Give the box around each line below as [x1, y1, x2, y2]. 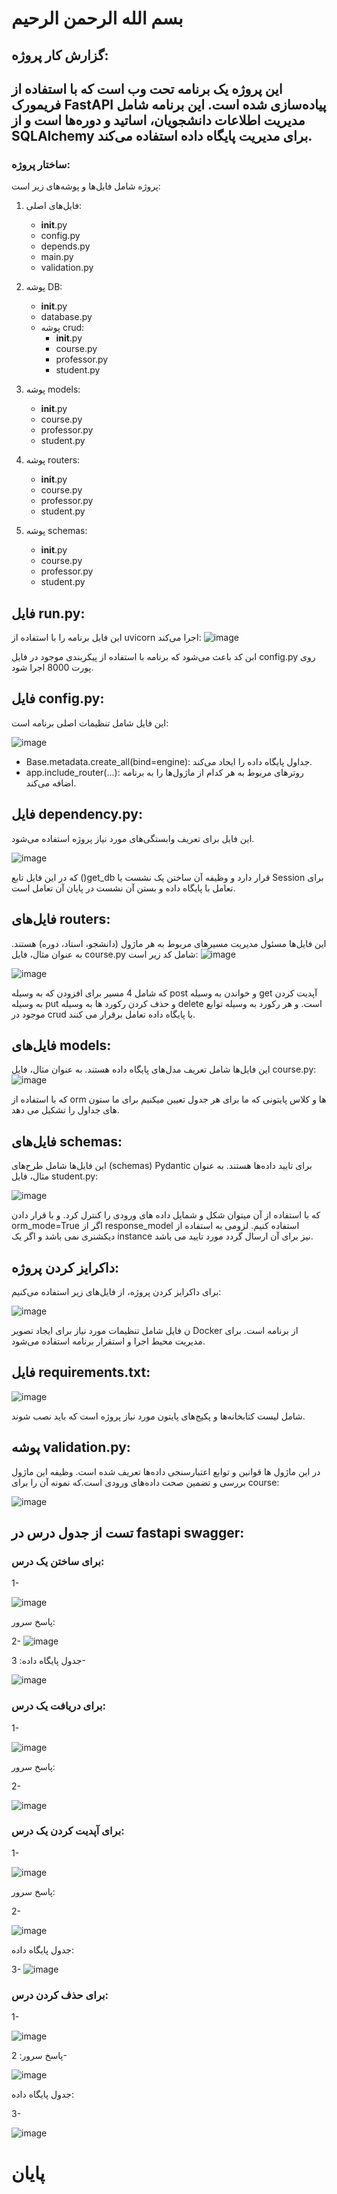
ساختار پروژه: [11, 157, 71, 171]
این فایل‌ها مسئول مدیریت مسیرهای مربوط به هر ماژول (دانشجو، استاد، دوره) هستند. [11, 937, 327, 949]
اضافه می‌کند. [25, 777, 77, 789]
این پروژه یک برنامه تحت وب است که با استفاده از [11, 80, 283, 97]
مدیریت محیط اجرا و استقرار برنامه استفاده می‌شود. [11, 1335, 206, 1347]
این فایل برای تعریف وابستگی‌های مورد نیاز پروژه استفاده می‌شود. [11, 832, 255, 844]
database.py [40, 311, 93, 323]
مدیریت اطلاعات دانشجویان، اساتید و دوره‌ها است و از [11, 112, 306, 129]
